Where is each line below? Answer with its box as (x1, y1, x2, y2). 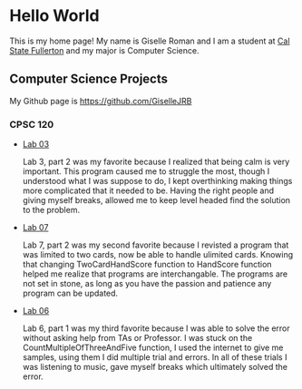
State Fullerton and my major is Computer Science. (9, 44, 200, 55)
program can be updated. (22, 287, 119, 299)
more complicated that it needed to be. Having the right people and (22, 185, 275, 196)
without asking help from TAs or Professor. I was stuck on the (22, 333, 253, 344)
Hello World (9, 5, 100, 26)
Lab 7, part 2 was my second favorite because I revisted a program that (22, 239, 289, 250)
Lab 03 (22, 139, 50, 150)
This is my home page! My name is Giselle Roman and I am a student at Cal (9, 35, 290, 46)
